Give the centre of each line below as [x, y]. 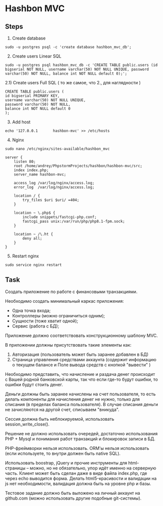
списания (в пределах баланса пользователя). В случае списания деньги [81, 404]
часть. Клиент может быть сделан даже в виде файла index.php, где [76, 473]
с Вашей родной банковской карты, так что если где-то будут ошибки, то [81, 379]
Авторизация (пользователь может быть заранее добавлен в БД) [80, 354]
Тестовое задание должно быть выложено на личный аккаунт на [72, 493]
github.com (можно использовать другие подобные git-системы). [73, 498]
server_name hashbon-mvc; [40, 175]
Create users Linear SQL [37, 56]
